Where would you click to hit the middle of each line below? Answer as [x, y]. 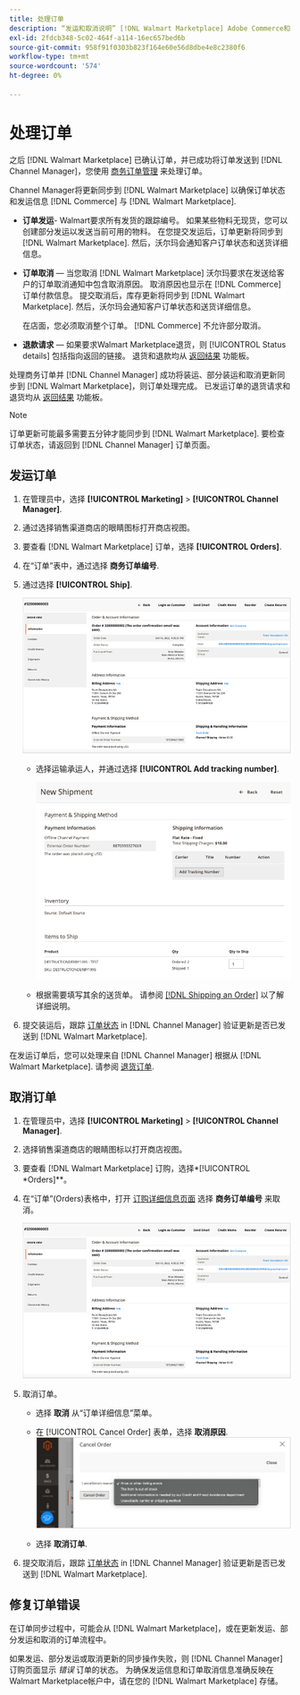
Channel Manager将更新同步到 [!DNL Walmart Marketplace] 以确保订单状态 [147, 190]
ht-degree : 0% [36, 76]
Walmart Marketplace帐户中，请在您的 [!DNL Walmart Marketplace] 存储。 [146, 1681]
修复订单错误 [45, 1605]
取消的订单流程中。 [75, 1639]
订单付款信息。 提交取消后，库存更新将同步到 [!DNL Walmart [133, 295]
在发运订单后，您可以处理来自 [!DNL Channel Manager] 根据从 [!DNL [135, 1055]
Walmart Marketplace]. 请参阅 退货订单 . [82, 1066]
